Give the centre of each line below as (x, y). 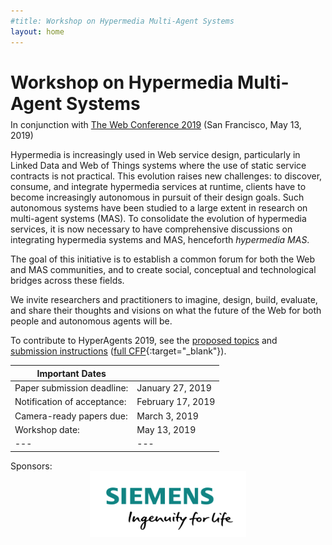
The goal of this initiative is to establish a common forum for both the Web (163, 259)
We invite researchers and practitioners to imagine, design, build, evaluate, (164, 300)
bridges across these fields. (67, 281)
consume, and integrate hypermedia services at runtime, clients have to (158, 187)
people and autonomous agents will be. (91, 321)
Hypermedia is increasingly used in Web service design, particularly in (155, 155)
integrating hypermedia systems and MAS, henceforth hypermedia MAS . (160, 240)
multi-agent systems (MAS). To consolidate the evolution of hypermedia (158, 219)
